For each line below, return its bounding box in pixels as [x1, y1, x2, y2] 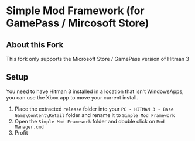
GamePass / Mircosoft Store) [6, 16, 149, 30]
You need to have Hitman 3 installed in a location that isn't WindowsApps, [6, 88, 184, 95]
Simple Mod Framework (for [6, 4, 145, 18]
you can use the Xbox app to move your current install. [6, 94, 139, 101]
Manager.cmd [14, 124, 44, 130]
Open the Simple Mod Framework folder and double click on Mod [14, 118, 165, 125]
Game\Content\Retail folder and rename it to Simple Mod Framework [14, 111, 175, 118]
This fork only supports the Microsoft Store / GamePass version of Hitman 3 [6, 56, 189, 62]
